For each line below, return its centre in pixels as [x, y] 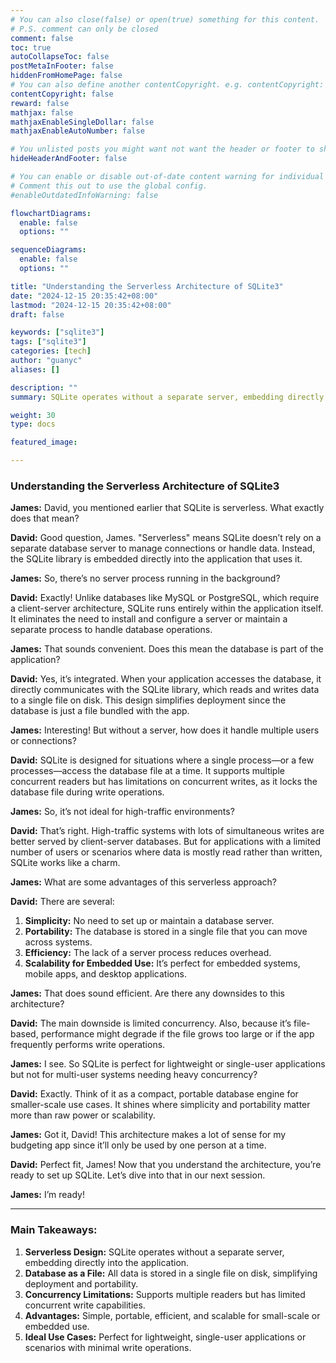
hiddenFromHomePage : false [66, 76]
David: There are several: [62, 902]
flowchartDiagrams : [51, 213]
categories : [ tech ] [51, 351]
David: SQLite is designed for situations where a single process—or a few [162, 760]
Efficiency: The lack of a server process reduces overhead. [148, 953]
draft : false [37, 314]
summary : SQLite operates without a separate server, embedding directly [167, 397]
